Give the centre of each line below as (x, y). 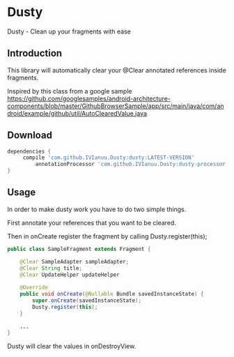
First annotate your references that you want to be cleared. (92, 222)
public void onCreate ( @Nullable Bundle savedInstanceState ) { (112, 294)
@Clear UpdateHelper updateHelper (70, 275)
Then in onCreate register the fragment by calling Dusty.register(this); (107, 236)
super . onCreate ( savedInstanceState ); (87, 301)
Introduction (35, 53)
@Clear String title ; (51, 268)
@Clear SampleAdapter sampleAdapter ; (75, 261)
